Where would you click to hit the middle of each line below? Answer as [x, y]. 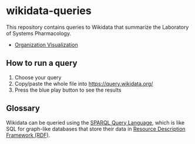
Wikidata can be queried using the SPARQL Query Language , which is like [95, 122]
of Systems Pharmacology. [39, 33]
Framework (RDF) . [28, 135]
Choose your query [38, 77]
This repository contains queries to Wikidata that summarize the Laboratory [97, 27]
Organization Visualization [46, 45]
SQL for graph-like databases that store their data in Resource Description [96, 129]
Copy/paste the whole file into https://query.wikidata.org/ [84, 83]
